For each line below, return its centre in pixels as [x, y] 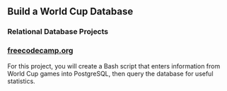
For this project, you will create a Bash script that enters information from [114, 66]
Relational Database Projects [58, 32]
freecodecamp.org [40, 51]
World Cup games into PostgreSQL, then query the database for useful [110, 73]
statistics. [21, 81]
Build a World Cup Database [70, 12]
